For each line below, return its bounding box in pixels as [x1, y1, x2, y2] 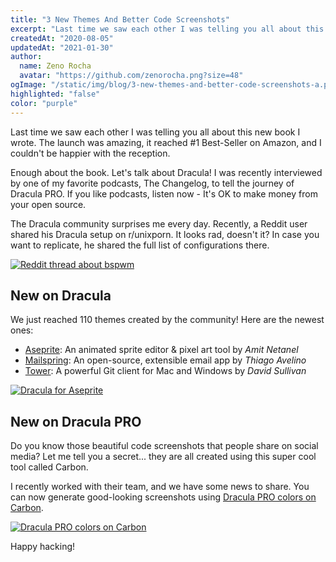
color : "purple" [10, 98, 78, 108]
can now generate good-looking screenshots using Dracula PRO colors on [10, 491, 317, 503]
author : [10, 52, 43, 62]
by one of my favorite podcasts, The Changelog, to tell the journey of [10, 177, 295, 189]
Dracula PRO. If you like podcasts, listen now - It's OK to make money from [10, 187, 318, 200]
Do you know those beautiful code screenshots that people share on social [10, 440, 319, 452]
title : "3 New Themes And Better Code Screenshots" [10, 14, 230, 25]
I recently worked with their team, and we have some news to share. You [10, 481, 310, 493]
